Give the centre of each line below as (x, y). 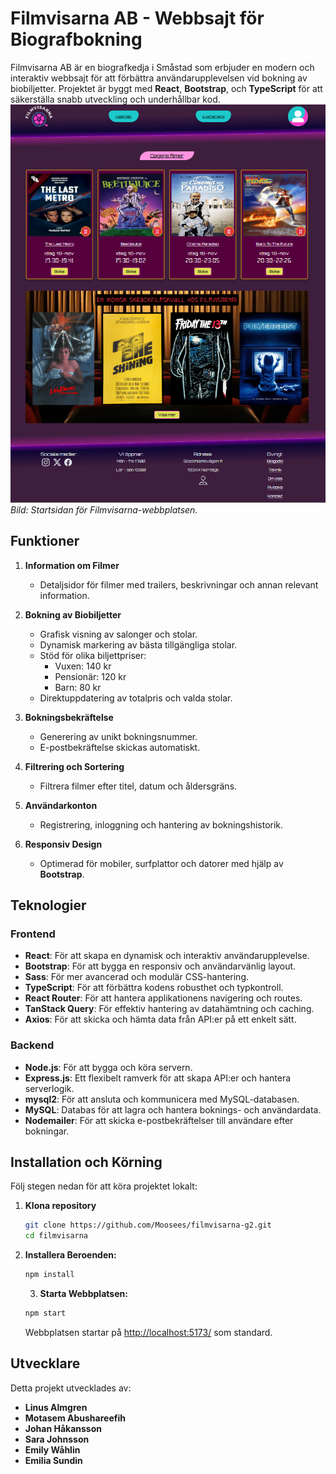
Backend (32, 1045)
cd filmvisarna (56, 1236)
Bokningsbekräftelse (69, 717)
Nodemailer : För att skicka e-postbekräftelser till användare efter (159, 1120)
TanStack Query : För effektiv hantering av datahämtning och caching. (169, 1009)
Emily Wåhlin (52, 1449)
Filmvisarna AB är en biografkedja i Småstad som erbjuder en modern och (162, 67)
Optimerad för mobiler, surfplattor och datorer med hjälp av (161, 863)
